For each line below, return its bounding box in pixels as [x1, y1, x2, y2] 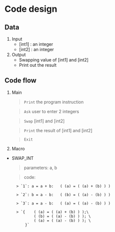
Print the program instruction [23, 99, 84, 105]
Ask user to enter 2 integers [23, 108, 79, 114]
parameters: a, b [23, 165, 57, 171]
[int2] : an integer [19, 47, 54, 52]
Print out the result [19, 62, 57, 68]
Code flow [4, 76, 37, 85]
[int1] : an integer [19, 41, 53, 47]
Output [11, 52, 26, 58]
